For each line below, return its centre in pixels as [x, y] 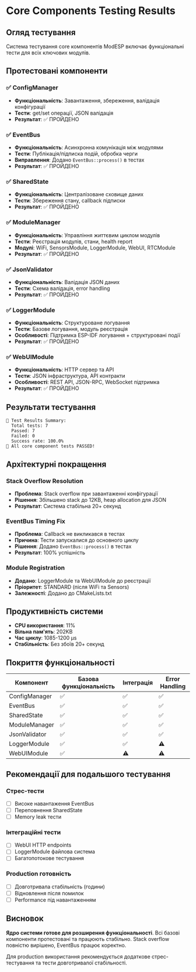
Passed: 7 [23, 431]
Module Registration [36, 568]
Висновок [25, 918]
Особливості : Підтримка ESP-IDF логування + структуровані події [97, 336]
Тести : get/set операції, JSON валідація [64, 113]
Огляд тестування [41, 32]
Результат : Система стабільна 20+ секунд [68, 506]
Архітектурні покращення [56, 464]
